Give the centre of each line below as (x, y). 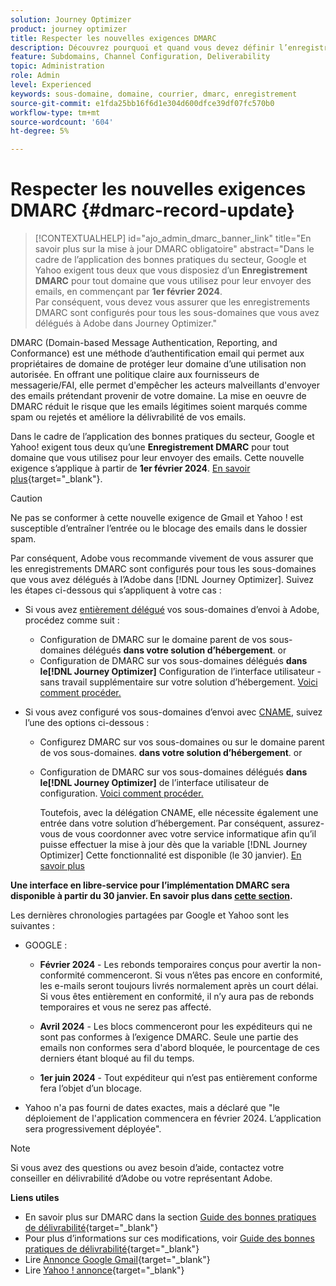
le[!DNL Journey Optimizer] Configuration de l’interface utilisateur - (180, 672)
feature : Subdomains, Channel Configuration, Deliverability (140, 57)
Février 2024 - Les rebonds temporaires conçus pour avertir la (169, 965)
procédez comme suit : (72, 620)
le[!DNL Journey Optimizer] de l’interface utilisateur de (154, 783)
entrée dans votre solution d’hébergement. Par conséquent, (163, 823)
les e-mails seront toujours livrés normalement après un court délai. (179, 986)
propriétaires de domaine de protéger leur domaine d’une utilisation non (158, 364)
